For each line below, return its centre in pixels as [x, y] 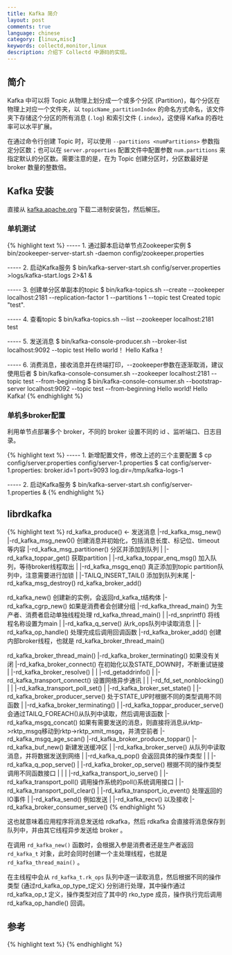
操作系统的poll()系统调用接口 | [135, 781]
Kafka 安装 [30, 191]
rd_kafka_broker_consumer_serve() [58, 807]
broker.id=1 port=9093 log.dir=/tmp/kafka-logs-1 [114, 470]
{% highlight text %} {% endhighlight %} [65, 944]
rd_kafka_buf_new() [36, 747]
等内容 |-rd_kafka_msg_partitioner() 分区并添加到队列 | [85, 549]
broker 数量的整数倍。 [39, 167]
